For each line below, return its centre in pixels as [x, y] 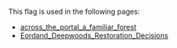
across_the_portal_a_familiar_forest [78, 27]
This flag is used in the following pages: [74, 12]
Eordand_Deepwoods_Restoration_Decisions [94, 36]
